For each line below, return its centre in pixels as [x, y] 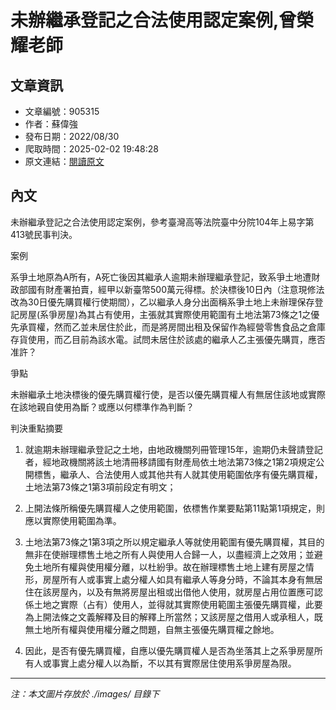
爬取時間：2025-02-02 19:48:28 [91, 149]
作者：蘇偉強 [51, 124]
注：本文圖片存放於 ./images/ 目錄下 [85, 693]
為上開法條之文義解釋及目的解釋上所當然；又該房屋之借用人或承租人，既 [173, 617]
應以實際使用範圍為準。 [73, 520]
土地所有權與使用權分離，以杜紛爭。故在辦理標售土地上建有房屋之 [169, 567]
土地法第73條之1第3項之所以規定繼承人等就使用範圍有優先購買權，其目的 [174, 542]
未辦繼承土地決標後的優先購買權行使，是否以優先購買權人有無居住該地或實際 [168, 394]
